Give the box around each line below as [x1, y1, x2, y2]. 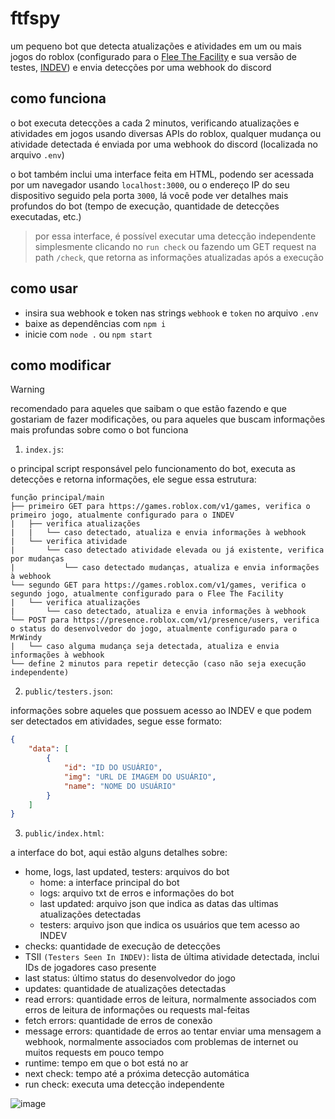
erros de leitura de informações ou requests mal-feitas [24, 1004, 250, 1016]
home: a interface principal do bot [39, 877, 180, 889]
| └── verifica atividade [10, 537, 128, 547]
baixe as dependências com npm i [24, 317, 167, 329]
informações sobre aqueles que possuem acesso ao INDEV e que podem [10, 705, 312, 717]
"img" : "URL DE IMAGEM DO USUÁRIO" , [63, 772, 217, 782]
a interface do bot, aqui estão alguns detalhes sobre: [10, 847, 228, 859]
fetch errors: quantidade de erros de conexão [24, 1015, 213, 1027]
